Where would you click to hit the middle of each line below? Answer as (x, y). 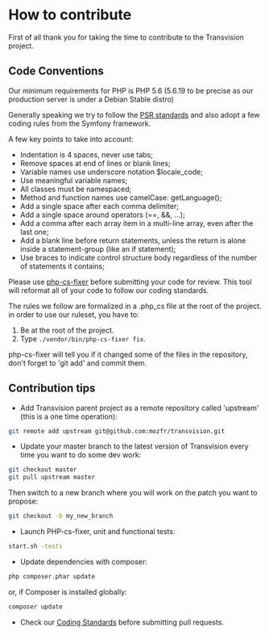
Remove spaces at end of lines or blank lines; (95, 163)
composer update (35, 607)
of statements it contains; (62, 266)
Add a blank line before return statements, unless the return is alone (133, 240)
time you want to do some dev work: (81, 455)
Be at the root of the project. (67, 330)
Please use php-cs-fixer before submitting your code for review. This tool (130, 282)
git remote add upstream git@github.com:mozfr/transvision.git (117, 431)
